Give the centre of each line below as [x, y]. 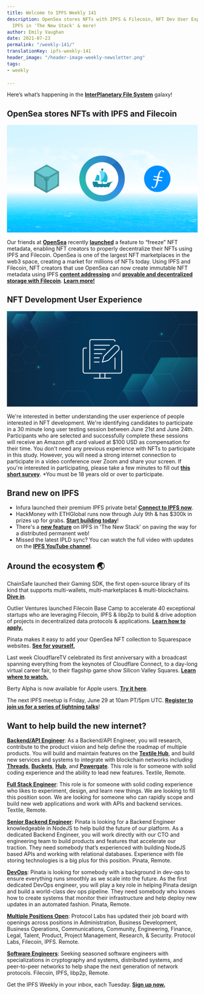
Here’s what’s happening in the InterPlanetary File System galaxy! [90, 94]
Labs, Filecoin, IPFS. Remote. [43, 941]
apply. [15, 628]
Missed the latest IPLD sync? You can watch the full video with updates [104, 540]
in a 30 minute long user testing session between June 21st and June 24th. [100, 429]
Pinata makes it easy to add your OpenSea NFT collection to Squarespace [99, 640]
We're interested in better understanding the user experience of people [96, 416]
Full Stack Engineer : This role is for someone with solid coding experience [100, 784]
